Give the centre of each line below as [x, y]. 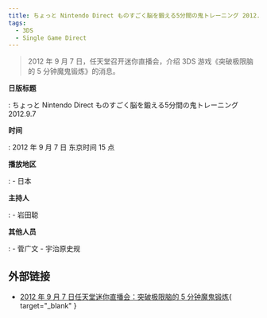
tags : [17, 23]
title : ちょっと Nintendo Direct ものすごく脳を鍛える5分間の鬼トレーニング [124, 16]
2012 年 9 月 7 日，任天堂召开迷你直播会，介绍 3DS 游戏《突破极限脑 [141, 61]
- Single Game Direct [51, 38]
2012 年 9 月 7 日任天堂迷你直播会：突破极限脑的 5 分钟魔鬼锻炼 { [126, 297]
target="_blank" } [48, 306]
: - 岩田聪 [23, 215]
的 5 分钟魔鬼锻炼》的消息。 [74, 72]
